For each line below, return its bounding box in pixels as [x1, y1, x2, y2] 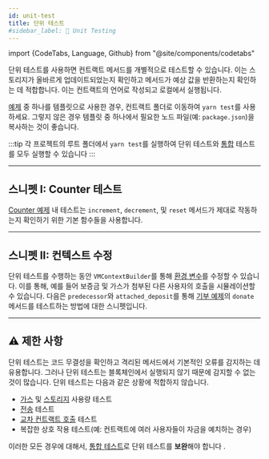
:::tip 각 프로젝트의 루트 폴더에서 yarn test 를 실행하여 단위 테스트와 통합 [8, 139, 235, 149]
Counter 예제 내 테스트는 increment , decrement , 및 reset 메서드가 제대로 [8, 205, 236, 215]
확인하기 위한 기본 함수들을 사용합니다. [22, 215, 143, 225]
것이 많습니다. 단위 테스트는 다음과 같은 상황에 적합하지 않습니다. [8, 377, 210, 387]
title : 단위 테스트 [8, 19, 65, 27]
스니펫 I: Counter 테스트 [8, 182, 122, 196]
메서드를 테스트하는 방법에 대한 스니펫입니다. [8, 301, 148, 311]
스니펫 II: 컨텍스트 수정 [8, 248, 113, 262]
